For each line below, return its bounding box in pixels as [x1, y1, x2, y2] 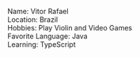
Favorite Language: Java [7, 31, 88, 41]
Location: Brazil [7, 15, 59, 24]
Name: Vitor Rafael [7, 7, 69, 16]
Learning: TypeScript [7, 40, 76, 49]
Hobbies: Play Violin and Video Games [7, 23, 132, 32]
